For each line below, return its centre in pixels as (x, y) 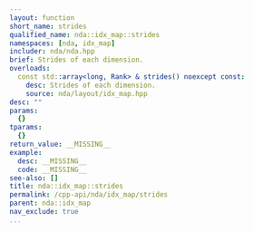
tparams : (26, 128)
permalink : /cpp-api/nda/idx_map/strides (89, 195)
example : (26, 152)
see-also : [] (34, 178)
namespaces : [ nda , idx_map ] (63, 43)
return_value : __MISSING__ (60, 144)
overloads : (30, 69)
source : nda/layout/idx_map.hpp (87, 93)
